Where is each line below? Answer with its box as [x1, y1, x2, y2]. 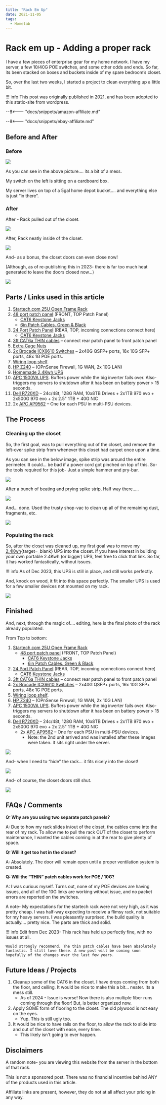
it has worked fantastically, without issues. [5, 559, 92, 565]
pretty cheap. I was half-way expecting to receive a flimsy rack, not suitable [5, 909, 160, 914]
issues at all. [5, 934, 31, 940]
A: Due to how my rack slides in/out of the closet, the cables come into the [5, 824, 158, 830]
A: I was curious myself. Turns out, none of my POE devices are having [5, 883, 150, 889]
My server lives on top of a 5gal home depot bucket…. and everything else [5, 187, 158, 194]
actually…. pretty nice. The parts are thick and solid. [5, 919, 112, 925]
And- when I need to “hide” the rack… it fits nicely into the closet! [5, 758, 139, 764]
